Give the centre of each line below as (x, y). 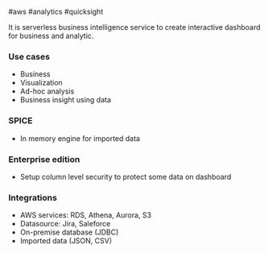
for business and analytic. (51, 36)
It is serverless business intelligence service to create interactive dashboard (134, 27)
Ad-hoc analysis (47, 91)
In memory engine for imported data (80, 138)
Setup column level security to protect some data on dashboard (126, 176)
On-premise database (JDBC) (69, 232)
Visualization (41, 83)
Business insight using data (65, 100)
